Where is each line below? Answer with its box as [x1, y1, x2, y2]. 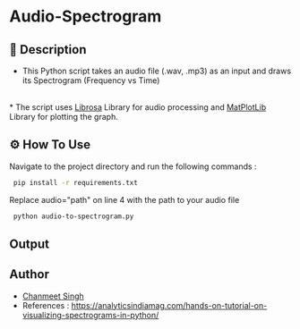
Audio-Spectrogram [9, 6, 162, 27]
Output [9, 236, 49, 251]
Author [9, 266, 49, 283]
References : [21, 299, 70, 310]
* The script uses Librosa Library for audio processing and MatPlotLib [9, 102, 267, 113]
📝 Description [9, 42, 87, 57]
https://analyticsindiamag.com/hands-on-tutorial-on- [71, 299, 268, 310]
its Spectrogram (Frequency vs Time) [21, 75, 160, 86]
